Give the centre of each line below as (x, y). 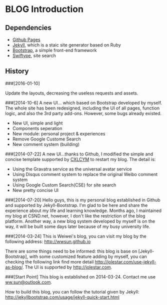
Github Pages (26, 39)
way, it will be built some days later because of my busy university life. (78, 226)
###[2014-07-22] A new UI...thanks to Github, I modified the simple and (79, 154)
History (17, 71)
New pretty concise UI (35, 190)
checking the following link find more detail (49, 261)
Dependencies (28, 28)
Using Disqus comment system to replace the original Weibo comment (85, 174)
